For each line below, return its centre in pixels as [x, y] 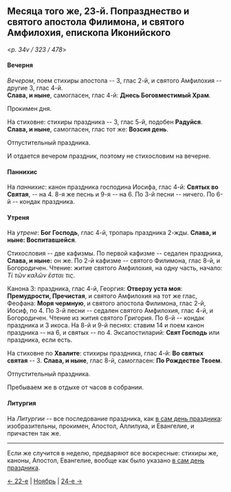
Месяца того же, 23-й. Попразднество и [98, 11]
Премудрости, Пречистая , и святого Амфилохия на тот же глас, [102, 296]
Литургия [22, 403]
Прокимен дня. [29, 109]
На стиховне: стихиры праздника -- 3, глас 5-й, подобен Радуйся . [105, 122]
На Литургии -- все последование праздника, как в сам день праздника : [115, 418]
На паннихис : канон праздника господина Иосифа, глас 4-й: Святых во [113, 187]
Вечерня [20, 65]
